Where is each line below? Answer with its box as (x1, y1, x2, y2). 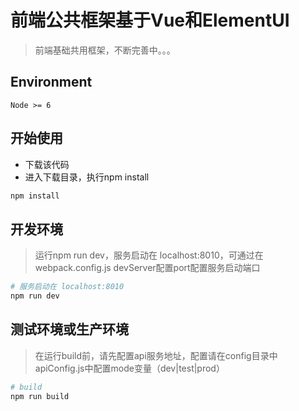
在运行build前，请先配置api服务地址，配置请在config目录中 (34, 349, 278, 361)
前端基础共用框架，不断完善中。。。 (34, 44, 176, 56)
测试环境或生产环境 (10, 321, 129, 338)
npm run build (10, 391, 70, 401)
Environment (10, 74, 93, 91)
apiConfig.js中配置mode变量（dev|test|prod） (34, 362, 225, 374)
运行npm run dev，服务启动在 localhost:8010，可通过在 (34, 249, 264, 261)
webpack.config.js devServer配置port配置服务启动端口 (34, 262, 261, 274)
